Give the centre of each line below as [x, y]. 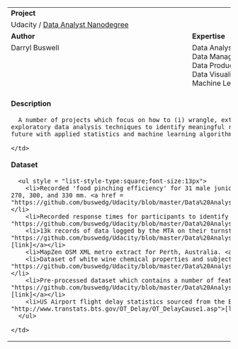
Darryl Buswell [35, 48]
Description [31, 104]
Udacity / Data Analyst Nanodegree [70, 24]
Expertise [209, 36]
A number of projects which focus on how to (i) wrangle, [118, 120]
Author [23, 36]
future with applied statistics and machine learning [103, 134]
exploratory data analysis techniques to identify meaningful [118, 127]
